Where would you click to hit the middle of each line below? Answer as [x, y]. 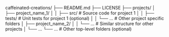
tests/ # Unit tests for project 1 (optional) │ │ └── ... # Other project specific [84, 18]
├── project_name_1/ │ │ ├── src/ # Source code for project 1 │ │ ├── [80, 13]
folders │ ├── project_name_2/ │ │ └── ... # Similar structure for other [79, 23]
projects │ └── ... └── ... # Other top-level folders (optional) [69, 29]
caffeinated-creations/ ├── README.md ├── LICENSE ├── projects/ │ [80, 8]
